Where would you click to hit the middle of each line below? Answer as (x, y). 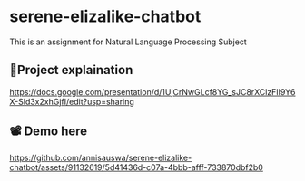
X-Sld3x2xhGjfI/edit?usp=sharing (72, 101)
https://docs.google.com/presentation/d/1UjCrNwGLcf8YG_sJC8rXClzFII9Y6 (152, 91)
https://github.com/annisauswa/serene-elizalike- (101, 157)
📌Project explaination (71, 70)
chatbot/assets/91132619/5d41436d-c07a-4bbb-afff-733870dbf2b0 (136, 167)
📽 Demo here (49, 132)
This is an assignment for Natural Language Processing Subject (128, 42)
